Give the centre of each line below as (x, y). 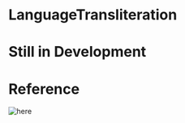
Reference (44, 89)
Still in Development (77, 52)
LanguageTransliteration (93, 15)
